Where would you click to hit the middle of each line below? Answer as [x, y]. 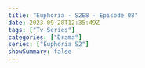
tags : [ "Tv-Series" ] [42, 30]
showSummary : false [40, 52]
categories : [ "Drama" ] [45, 37]
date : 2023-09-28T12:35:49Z [54, 23]
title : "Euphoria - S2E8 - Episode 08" [73, 15]
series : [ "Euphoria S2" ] [49, 45]
